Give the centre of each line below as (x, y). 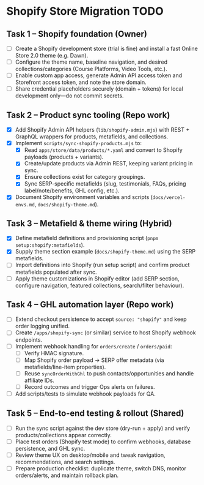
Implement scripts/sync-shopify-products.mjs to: (78, 143)
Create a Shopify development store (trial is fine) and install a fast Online (107, 48)
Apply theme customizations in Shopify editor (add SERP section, (97, 278)
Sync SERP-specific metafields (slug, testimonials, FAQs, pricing (105, 184)
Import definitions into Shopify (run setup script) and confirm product (102, 265)
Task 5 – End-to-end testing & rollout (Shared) (95, 414)
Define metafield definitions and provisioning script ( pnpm (87, 238)
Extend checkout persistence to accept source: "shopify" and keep (101, 319)
